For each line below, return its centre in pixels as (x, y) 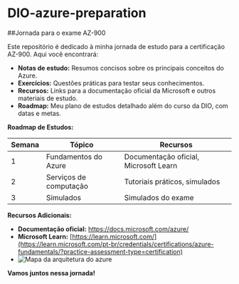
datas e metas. (39, 113)
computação (67, 186)
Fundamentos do (74, 157)
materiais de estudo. (48, 98)
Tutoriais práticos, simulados (172, 182)
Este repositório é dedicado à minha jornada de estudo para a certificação (116, 46)
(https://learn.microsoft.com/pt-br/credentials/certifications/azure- (116, 244)
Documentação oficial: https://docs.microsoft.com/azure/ (103, 228)
